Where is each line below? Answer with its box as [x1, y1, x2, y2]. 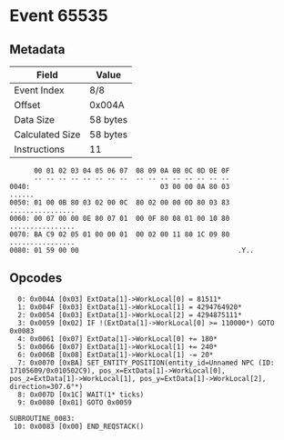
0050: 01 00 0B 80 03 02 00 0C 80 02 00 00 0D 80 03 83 [9, 198, 230, 207]
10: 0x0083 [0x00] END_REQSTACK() [13, 422, 145, 431]
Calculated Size [14, 128, 81, 141]
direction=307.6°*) [9, 382, 84, 391]
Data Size [14, 114, 56, 125]
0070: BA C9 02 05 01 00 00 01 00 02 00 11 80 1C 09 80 [9, 230, 230, 239]
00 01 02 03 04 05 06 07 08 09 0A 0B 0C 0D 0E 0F [33, 166, 230, 175]
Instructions [14, 143, 66, 155]
